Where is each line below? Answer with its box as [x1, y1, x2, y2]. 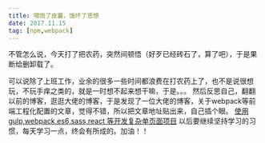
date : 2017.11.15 [8, 19, 66, 27]
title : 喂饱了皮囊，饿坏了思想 [8, 11, 99, 20]
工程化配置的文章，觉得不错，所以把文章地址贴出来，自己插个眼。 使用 [14, 106, 249, 116]
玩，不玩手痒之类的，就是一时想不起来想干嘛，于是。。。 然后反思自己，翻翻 [8, 86, 256, 96]
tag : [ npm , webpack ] [8, 26, 74, 34]
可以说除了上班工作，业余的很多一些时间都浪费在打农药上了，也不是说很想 [8, 77, 254, 86]
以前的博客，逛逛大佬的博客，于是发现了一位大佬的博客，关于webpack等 [8, 97, 250, 106]
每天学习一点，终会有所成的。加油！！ [22, 126, 149, 136]
